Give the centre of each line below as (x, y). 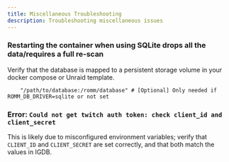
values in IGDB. (29, 152)
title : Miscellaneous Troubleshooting (65, 14)
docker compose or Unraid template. (61, 77)
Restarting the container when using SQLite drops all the (107, 45)
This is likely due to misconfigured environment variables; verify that (107, 137)
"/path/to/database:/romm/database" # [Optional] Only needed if (119, 90)
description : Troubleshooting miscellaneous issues (85, 21)
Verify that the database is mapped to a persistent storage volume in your (115, 70)
